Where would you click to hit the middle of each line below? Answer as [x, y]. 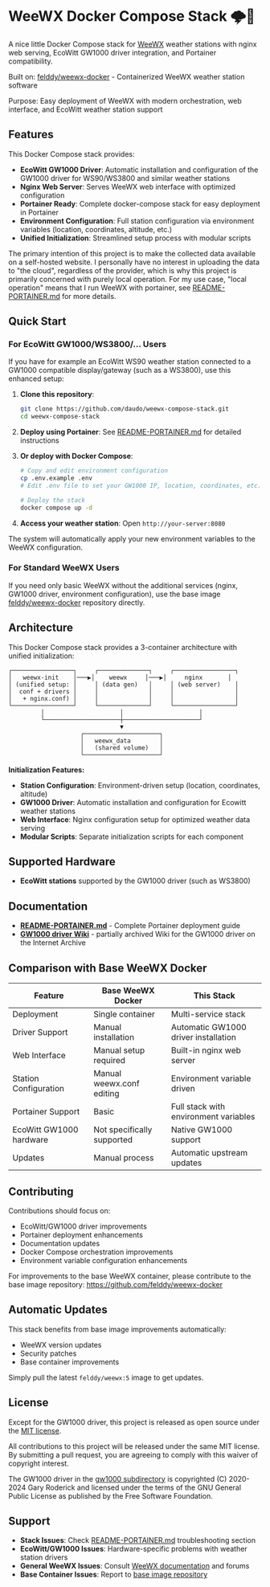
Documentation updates [60, 1243]
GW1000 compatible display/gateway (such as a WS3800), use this [120, 370]
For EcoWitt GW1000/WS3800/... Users [88, 345]
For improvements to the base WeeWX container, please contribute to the [130, 1276]
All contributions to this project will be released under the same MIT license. [134, 1446]
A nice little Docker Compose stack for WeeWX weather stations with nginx [133, 44]
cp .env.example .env [56, 479]
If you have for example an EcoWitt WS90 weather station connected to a [130, 362]
